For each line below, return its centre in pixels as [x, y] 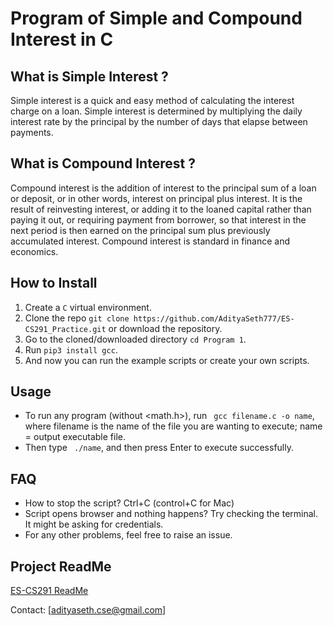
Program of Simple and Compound [156, 18]
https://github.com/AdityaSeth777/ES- [214, 318]
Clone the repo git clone [77, 318]
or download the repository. [165, 328]
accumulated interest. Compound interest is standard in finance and [150, 241]
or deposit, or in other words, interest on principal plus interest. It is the [156, 198]
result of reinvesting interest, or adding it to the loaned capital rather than [161, 209]
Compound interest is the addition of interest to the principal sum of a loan [163, 188]
